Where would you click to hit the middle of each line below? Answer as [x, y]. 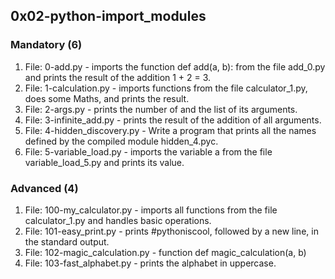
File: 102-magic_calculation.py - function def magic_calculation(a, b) [165, 252]
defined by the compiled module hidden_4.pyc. [121, 141]
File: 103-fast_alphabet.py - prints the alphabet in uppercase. [150, 263]
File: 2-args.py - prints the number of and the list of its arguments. [161, 109]
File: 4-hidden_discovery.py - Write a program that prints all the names [170, 130]
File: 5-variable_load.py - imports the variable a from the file [148, 151]
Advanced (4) [44, 188]
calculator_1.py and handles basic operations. [118, 220]
